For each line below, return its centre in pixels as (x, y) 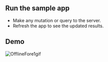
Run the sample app (37, 8)
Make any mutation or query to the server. (57, 20)
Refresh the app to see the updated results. (58, 26)
